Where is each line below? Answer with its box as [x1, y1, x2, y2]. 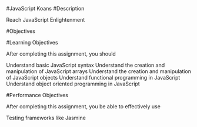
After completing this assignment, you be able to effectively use [6, 103, 161, 110]
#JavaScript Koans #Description [6, 5, 85, 12]
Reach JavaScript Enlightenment [6, 16, 85, 23]
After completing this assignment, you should [6, 50, 116, 57]
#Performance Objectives [6, 92, 69, 98]
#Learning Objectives [6, 39, 58, 46]
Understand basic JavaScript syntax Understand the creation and [6, 61, 165, 68]
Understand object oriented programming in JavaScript [6, 80, 140, 87]
